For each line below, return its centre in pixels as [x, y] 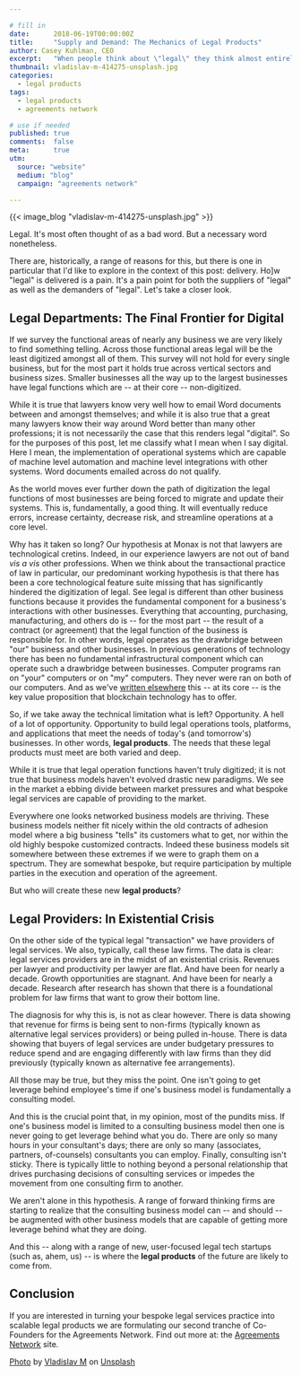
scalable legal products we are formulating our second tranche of [130, 1325]
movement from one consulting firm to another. [96, 1183]
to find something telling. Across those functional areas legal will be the [141, 349]
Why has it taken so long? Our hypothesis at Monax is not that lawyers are [146, 545]
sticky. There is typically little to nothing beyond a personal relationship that [149, 1164]
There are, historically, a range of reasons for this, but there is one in [136, 261]
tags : [19, 92]
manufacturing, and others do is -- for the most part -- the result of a [137, 621]
